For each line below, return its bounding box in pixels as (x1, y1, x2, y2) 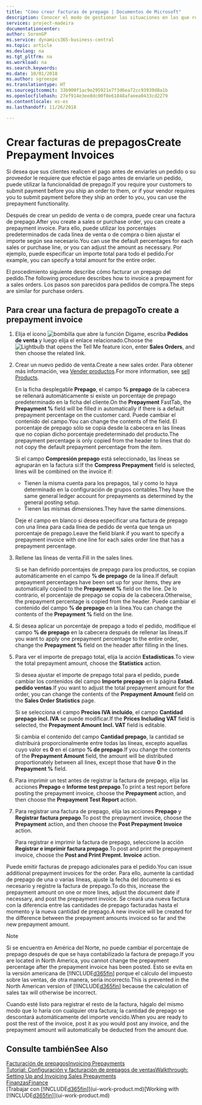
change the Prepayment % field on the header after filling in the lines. (14, 641, 189, 649)
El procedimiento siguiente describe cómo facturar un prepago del (6, 268, 171, 275)
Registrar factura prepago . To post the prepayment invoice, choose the (14, 814, 192, 822)
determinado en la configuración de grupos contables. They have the (23, 486, 194, 493)
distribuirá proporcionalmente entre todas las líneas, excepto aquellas (14, 740, 188, 747)
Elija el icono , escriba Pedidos (14, 330, 188, 338)
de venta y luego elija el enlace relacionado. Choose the (14, 337, 153, 344)
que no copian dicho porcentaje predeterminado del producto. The (14, 430, 179, 438)
